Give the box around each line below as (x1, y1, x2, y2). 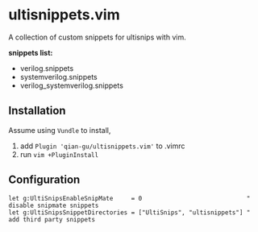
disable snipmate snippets (8, 201, 99, 209)
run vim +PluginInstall (19, 149, 99, 159)
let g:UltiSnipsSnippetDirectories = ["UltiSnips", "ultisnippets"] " (8, 208, 251, 217)
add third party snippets (8, 215, 95, 223)
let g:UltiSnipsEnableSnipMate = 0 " (8, 194, 251, 202)
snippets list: (8, 48, 53, 57)
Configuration (8, 173, 81, 187)
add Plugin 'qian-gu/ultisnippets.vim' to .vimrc (19, 141, 185, 151)
